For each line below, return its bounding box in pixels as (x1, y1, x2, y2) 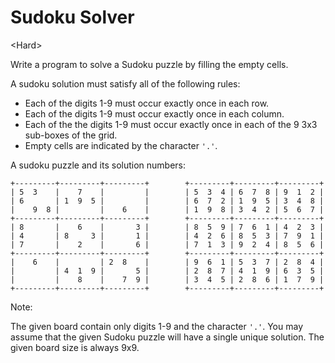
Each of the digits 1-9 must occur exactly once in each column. (24, 107, 285, 120)
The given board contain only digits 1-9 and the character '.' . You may (10, 320, 304, 332)
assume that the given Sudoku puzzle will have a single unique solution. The (10, 331, 325, 343)
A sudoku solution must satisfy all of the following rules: (10, 77, 241, 90)
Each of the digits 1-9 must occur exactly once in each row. (24, 97, 270, 109)
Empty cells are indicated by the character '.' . (24, 139, 218, 151)
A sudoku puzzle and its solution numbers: (10, 159, 187, 171)
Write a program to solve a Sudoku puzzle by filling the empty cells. (10, 58, 289, 70)
